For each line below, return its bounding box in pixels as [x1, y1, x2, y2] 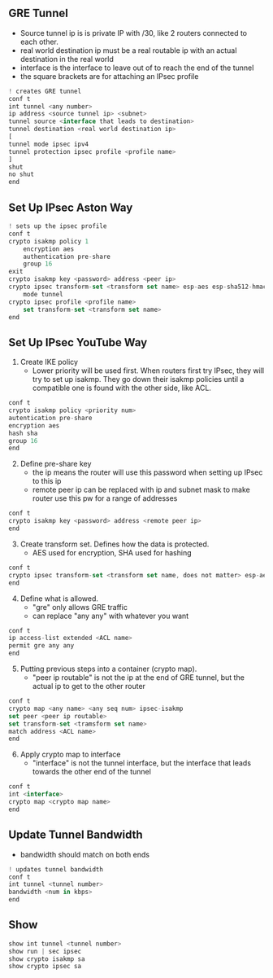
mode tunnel [23, 290, 63, 298]
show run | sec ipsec [8, 947, 82, 955]
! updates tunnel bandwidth [8, 865, 104, 874]
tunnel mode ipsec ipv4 [8, 140, 89, 148]
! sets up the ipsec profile [8, 222, 107, 230]
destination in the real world [19, 54, 114, 64]
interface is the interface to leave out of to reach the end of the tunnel [19, 63, 254, 72]
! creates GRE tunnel [8, 87, 82, 95]
